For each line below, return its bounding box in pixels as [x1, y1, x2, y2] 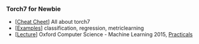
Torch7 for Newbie [6, 5, 61, 13]
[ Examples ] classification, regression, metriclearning [14, 24, 144, 32]
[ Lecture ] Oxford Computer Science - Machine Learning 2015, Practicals [14, 31, 193, 38]
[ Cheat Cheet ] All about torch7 [14, 18, 91, 26]
